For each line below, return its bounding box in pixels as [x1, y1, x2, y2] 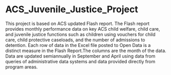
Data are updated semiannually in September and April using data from [5, 53, 156, 59]
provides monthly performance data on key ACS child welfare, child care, [5, 26, 160, 32]
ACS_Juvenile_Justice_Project [5, 4, 139, 15]
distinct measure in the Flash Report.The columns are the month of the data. [5, 47, 167, 54]
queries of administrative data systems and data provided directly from [5, 58, 156, 64]
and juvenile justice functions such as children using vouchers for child [5, 31, 156, 37]
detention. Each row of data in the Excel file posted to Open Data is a [5, 42, 151, 48]
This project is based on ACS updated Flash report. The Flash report [5, 20, 150, 27]
